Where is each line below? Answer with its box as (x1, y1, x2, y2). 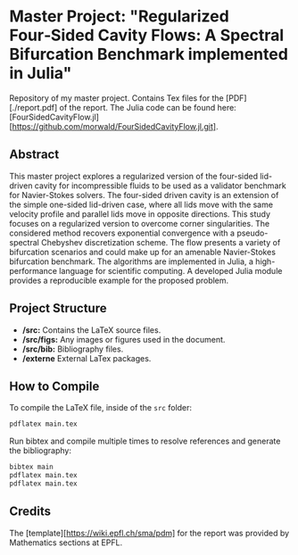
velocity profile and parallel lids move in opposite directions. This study (9, 208, 270, 220)
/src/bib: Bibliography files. (21, 344, 124, 354)
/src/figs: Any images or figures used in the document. (21, 334, 226, 344)
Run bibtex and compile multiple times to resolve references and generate (9, 435, 281, 447)
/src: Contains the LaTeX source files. (21, 324, 161, 335)
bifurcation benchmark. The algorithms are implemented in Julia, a (9, 256, 254, 267)
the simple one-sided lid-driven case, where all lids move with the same (9, 199, 274, 210)
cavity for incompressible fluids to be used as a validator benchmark (34, 180, 287, 191)
